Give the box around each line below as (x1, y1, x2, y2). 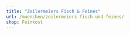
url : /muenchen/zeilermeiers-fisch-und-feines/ (6, 14, 125, 20)
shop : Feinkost (6, 19, 43, 25)
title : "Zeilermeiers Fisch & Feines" (6, 8, 101, 14)
